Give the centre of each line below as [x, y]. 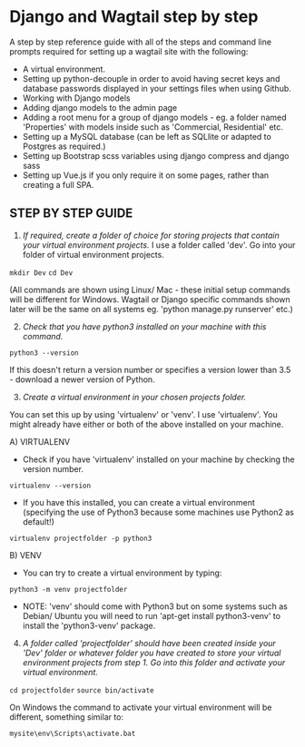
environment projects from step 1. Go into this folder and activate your [154, 662]
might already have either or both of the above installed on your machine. [147, 424]
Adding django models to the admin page [100, 107]
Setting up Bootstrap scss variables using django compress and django [156, 155]
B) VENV [26, 555]
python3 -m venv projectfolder [69, 589]
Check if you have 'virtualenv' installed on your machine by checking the [158, 459]
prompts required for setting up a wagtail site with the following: [129, 51]
